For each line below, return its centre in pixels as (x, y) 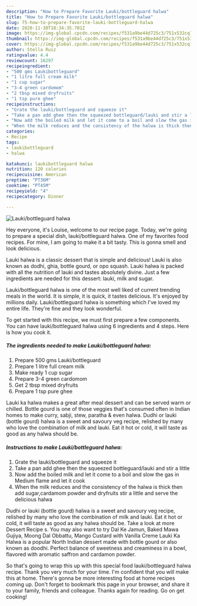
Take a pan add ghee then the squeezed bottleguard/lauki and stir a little (102, 468)
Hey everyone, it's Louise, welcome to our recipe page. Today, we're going (96, 230)
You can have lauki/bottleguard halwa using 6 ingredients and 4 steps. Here (98, 326)
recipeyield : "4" (27, 191)
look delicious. (23, 248)
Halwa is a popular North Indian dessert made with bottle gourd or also (92, 542)
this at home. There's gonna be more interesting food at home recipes (91, 578)
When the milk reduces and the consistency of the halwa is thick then (98, 487)
